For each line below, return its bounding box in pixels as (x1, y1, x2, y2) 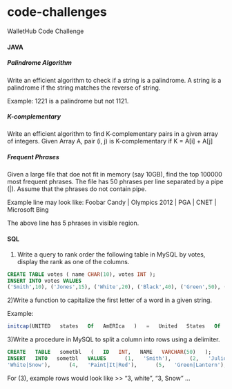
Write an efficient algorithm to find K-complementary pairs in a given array (7, 130, 219, 138)
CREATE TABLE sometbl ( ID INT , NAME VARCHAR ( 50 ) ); (7, 349, 212, 356)
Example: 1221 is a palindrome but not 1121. (7, 97, 129, 105)
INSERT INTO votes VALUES (7, 277, 81, 284)
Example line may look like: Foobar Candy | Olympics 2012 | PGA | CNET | (7, 198, 217, 207)
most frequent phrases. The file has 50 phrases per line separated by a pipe (7, 177, 224, 186)
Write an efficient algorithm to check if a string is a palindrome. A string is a (7, 76, 222, 84)
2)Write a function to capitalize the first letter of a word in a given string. (7, 296, 213, 304)
